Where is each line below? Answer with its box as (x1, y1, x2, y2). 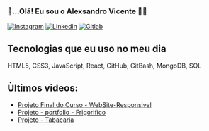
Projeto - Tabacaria (17, 116, 74, 124)
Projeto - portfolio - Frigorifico (17, 108, 106, 116)
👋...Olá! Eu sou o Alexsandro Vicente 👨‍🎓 (7, 6, 147, 16)
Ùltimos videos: (7, 82, 79, 94)
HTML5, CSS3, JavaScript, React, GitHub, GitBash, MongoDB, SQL (7, 61, 202, 70)
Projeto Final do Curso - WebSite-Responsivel (17, 100, 152, 108)
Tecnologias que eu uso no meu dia (7, 42, 166, 55)
